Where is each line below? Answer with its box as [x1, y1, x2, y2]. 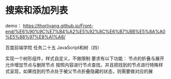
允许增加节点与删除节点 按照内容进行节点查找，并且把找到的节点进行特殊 [5, 62, 159, 68]
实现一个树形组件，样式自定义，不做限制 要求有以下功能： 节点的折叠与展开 [5, 55, 164, 62]
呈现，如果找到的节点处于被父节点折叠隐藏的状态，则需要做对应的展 [9, 68, 153, 74]
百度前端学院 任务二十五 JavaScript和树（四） [5, 44, 102, 50]
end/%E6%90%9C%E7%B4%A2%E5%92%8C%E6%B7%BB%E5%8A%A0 [5, 28, 166, 34]
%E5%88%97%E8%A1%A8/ [5, 34, 66, 40]
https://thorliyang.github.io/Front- [22, 23, 93, 29]
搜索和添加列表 [5, 5, 68, 16]
